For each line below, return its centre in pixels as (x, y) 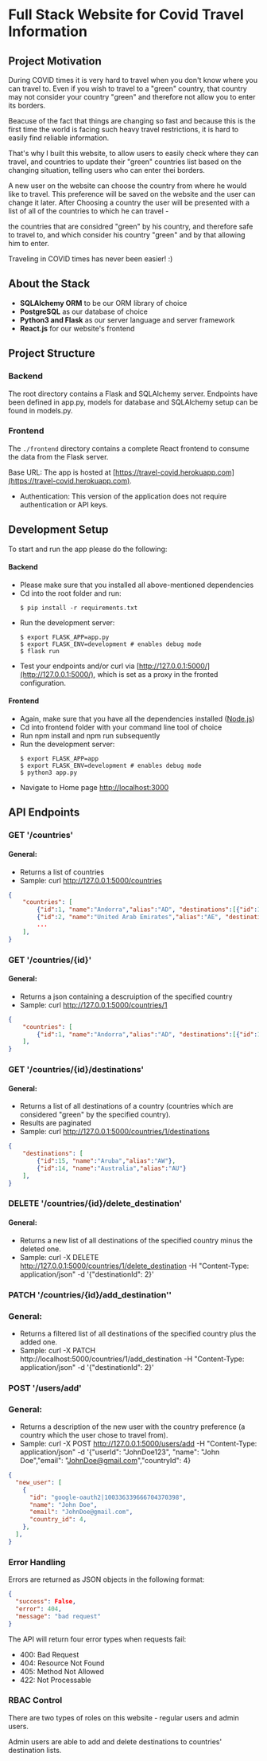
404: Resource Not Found (62, 1663)
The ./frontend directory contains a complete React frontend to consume (129, 448)
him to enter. (29, 243)
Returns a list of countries (62, 872)
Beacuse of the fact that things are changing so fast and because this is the (132, 121)
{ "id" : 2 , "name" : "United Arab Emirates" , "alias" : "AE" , (130, 918)
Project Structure (52, 353)
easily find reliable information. (59, 138)
